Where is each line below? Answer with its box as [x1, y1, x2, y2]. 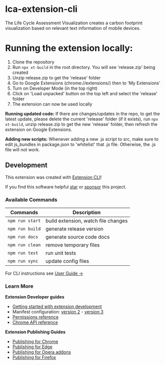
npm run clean [7, 242, 41, 247]
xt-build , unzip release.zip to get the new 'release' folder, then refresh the [5, 121, 158, 127]
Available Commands [5, 196, 58, 203]
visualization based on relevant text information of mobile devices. [5, 25, 141, 31]
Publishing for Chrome [12, 339, 58, 345]
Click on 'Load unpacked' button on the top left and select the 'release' [12, 90, 158, 96]
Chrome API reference [12, 319, 58, 325]
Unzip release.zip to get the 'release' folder [12, 74, 101, 80]
